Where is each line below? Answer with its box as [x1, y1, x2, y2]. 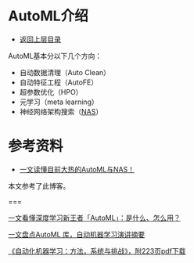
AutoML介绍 [8, 7, 88, 25]
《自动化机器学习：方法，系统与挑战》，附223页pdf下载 [8, 246, 186, 255]
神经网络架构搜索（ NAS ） [19, 106, 103, 116]
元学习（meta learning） [19, 97, 99, 106]
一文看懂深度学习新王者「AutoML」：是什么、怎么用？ [8, 213, 181, 222]
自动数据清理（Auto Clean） [19, 67, 111, 77]
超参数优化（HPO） [19, 87, 83, 96]
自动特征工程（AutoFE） [19, 77, 99, 87]
